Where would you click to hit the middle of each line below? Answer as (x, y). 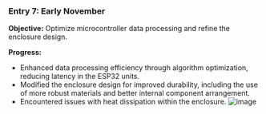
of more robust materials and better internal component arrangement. (135, 93)
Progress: (25, 53)
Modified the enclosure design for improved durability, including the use (139, 85)
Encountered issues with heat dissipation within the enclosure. (123, 102)
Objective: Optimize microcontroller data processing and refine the (119, 29)
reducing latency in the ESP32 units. (80, 77)
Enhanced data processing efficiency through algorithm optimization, (134, 68)
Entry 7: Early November (57, 11)
